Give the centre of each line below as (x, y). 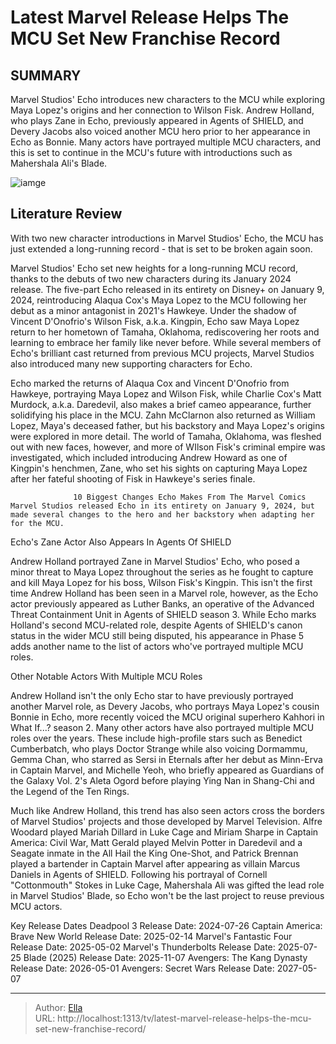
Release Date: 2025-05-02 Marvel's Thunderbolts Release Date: (143, 947)
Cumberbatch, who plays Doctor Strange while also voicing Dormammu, (159, 748)
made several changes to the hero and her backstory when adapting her (162, 514)
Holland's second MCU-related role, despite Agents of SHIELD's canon (156, 625)
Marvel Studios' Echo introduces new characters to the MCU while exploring (167, 99)
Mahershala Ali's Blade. (59, 163)
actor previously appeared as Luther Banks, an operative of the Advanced (162, 603)
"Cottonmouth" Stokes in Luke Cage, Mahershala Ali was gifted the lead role (167, 885)
